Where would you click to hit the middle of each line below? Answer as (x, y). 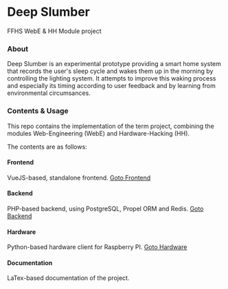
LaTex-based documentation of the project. (68, 278)
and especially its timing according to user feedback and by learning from (112, 86)
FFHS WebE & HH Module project (54, 31)
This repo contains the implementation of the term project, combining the (111, 126)
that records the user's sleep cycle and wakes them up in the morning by (110, 71)
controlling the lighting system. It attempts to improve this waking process (112, 78)
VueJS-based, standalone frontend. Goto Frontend (79, 178)
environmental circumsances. (49, 93)
